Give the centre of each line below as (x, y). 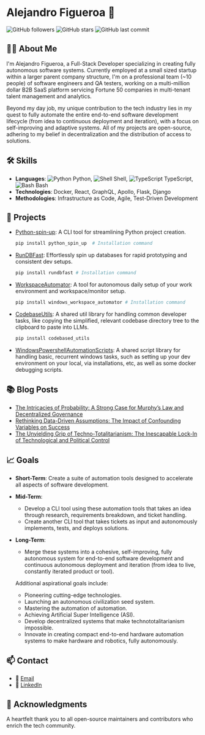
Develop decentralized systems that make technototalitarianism (104, 621)
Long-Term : (30, 540)
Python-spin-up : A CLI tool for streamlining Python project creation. (101, 232)
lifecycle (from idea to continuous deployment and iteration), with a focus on (102, 121)
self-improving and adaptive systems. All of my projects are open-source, (99, 128)
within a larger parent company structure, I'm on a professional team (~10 (99, 77)
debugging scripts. (39, 369)
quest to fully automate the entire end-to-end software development (92, 114)
